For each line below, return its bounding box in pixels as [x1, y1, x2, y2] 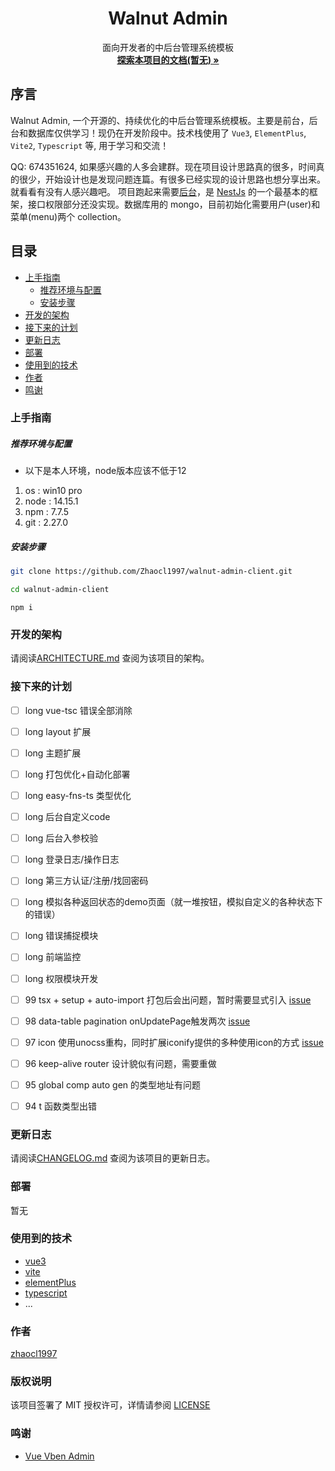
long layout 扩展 [24, 725, 92, 737]
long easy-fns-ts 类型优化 [24, 790, 132, 802]
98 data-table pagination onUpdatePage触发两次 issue [24, 1015, 251, 1027]
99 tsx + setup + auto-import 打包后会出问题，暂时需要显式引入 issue [24, 993, 312, 1006]
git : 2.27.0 [24, 517, 69, 529]
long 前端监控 [24, 951, 82, 963]
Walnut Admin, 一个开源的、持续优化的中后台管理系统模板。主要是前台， [10, 114, 310, 126]
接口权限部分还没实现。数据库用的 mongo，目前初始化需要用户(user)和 [27, 198, 321, 210]
